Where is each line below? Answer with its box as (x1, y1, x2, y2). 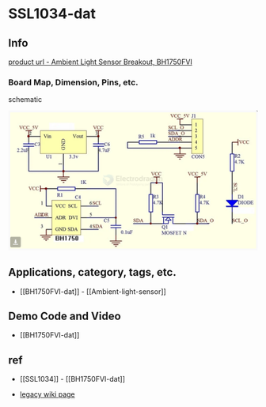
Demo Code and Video (8, 310, 121, 323)
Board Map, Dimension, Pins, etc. (8, 77, 139, 88)
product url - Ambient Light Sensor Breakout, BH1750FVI (8, 57, 192, 66)
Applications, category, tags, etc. (8, 266, 177, 279)
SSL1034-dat (8, 5, 97, 23)
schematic (8, 95, 42, 104)
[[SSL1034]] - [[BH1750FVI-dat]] (19, 375, 125, 384)
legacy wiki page (19, 390, 75, 399)
